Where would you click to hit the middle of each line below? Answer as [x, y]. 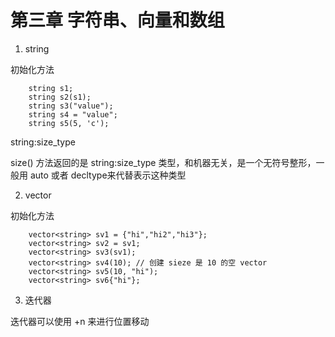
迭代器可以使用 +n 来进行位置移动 [80, 321]
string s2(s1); [60, 97]
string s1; [51, 88]
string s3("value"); [71, 106]
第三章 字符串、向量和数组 [117, 20]
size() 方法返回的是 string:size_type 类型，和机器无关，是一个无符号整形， [163, 162]
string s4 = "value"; [73, 114]
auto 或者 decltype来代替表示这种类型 [108, 175]
